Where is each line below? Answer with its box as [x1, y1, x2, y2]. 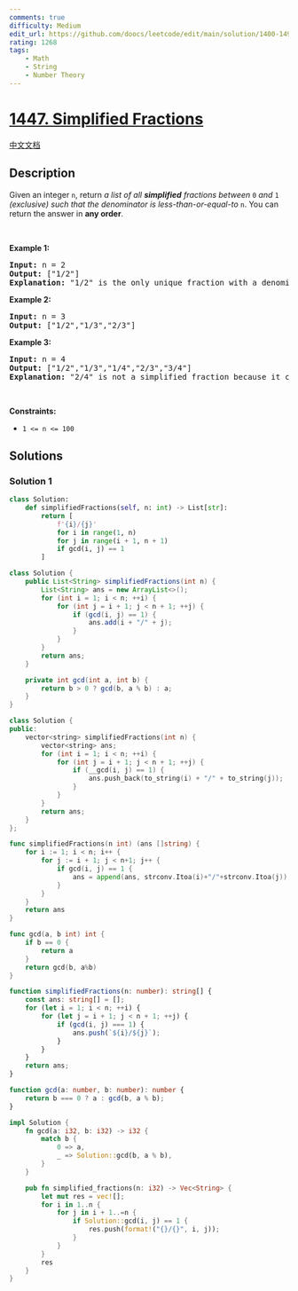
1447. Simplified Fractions [9, 108, 204, 129]
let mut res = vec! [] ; [41, 1192, 125, 1200]
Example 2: [9, 294, 51, 304]
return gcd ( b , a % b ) [25, 963, 98, 972]
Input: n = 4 [9, 354, 67, 364]
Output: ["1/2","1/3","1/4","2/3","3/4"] [9, 363, 192, 373]
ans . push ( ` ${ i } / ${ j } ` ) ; [72, 1028, 161, 1037]
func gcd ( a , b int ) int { [9, 930, 105, 939]
